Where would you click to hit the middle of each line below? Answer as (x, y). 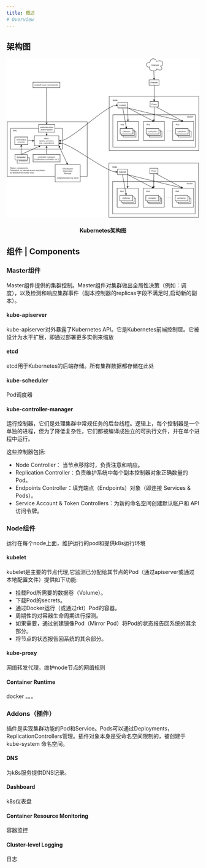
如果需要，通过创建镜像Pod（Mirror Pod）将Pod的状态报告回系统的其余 (106, 623)
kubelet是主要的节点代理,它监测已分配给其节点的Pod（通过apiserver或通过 (101, 572)
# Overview (20, 19)
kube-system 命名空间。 (37, 743)
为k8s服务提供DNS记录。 (38, 772)
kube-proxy (22, 653)
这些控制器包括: (26, 452)
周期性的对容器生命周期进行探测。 (58, 615)
